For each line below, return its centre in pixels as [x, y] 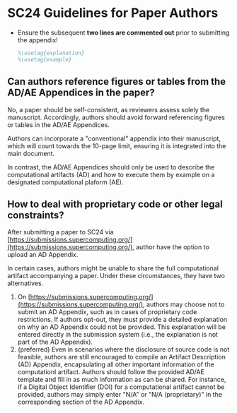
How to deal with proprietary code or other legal [115, 204]
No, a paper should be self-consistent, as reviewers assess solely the [109, 109]
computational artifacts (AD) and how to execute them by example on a [111, 174]
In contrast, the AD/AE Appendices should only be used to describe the [111, 167]
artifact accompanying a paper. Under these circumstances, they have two [116, 276]
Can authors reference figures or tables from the [117, 82]
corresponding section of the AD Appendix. [81, 402]
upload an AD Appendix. [43, 255]
